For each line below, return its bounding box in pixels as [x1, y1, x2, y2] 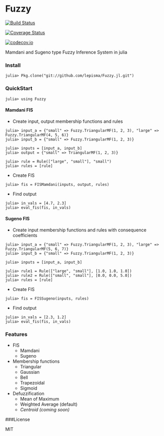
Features [5, 330, 28, 337]
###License [5, 416, 30, 422]
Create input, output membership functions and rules [12, 118, 123, 124]
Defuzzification [12, 391, 44, 397]
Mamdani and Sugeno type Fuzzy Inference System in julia [5, 49, 128, 55]
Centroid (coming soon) [20, 407, 70, 413]
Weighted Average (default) [20, 401, 78, 407]
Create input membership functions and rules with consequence [12, 227, 147, 233]
